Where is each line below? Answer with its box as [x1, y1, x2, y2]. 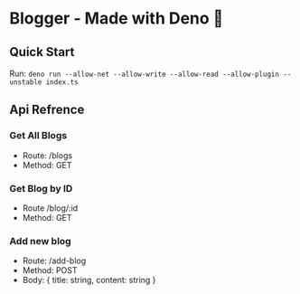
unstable [9, 78, 42, 87]
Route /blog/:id [22, 203, 79, 213]
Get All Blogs [9, 129, 68, 142]
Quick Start [9, 44, 75, 60]
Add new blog [9, 234, 71, 247]
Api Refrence [9, 102, 85, 118]
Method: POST [22, 265, 78, 276]
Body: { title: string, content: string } [22, 275, 156, 286]
